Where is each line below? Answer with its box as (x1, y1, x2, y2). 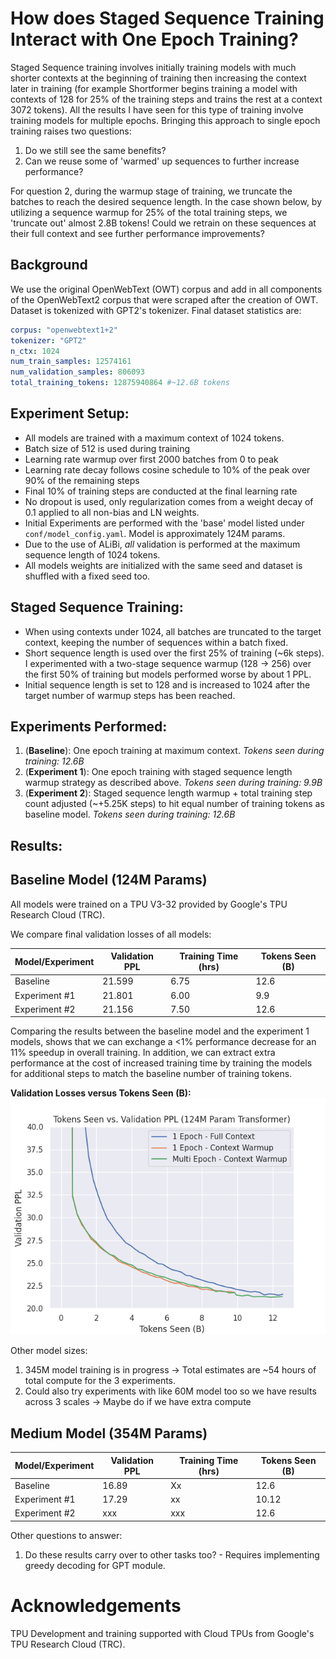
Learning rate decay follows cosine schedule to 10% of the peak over (24, 463, 311, 476)
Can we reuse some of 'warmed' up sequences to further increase (24, 155, 300, 167)
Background (10, 257, 88, 274)
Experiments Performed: (10, 718, 168, 736)
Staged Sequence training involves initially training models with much (10, 61, 297, 73)
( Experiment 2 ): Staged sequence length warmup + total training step (24, 787, 313, 799)
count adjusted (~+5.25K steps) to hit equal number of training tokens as (24, 798, 325, 810)
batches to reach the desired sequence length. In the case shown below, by (10, 195, 323, 207)
